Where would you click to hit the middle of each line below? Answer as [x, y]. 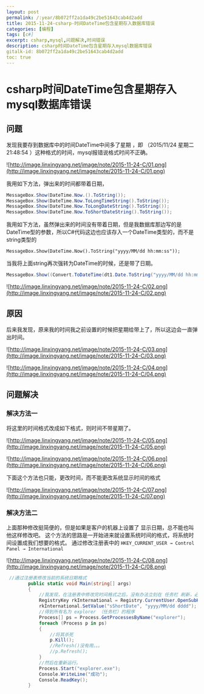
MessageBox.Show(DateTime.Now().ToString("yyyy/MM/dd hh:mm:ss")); [93, 251]
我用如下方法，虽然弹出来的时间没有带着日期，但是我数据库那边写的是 [94, 225]
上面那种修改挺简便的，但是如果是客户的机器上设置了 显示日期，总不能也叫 [100, 527]
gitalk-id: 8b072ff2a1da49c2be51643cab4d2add [65, 52]
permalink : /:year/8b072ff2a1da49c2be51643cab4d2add [74, 18]
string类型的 [22, 240]
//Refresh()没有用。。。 [76, 646]
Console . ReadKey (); [63, 680]
